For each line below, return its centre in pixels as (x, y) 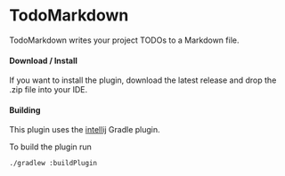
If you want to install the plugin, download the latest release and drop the (143, 80)
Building (25, 110)
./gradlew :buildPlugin (53, 164)
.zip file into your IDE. (48, 90)
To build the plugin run (50, 147)
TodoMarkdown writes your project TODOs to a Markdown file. (124, 40)
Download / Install (44, 60)
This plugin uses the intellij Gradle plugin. (85, 130)
